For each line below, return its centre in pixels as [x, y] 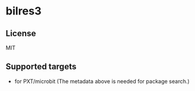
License [21, 33]
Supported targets [41, 67]
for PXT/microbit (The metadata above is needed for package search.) [102, 81]
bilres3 [24, 11]
